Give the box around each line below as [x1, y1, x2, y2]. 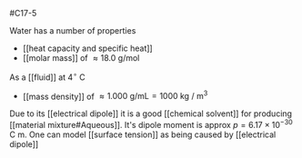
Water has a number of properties [9, 25, 136, 35]
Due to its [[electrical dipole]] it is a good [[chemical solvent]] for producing [9, 108, 293, 119]
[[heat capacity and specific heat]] [22, 43, 153, 54]
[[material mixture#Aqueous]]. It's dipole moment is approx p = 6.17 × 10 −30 [9, 118, 293, 130]
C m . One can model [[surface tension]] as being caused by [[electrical [9, 129, 277, 140]
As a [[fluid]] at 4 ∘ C [9, 70, 86, 83]
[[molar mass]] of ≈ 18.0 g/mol [22, 53, 140, 63]
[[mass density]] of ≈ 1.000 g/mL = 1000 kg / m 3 [22, 89, 208, 102]
